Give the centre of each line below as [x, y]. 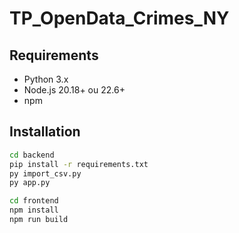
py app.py [30, 183]
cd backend [32, 155]
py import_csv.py [45, 173]
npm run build [39, 220]
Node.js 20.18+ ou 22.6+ [74, 90]
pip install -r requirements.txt [79, 164]
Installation [45, 132]
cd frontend [34, 201]
